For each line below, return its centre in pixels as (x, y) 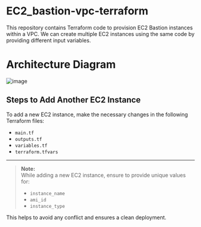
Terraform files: (25, 120)
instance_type (47, 206)
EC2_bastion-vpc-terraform (77, 11)
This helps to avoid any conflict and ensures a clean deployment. (86, 217)
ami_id (38, 200)
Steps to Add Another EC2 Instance (74, 100)
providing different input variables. (49, 40)
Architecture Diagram (61, 65)
